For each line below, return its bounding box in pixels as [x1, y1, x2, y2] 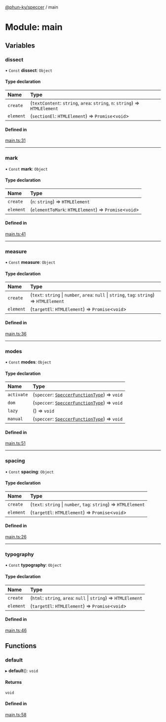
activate [7, 392, 28, 398]
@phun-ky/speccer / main [5, 4, 58, 10]
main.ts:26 [5, 534, 27, 540]
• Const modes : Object [5, 359, 51, 365]
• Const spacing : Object [5, 469, 54, 475]
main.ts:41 [5, 231, 26, 237]
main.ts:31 [5, 137, 26, 143]
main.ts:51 [5, 440, 26, 446]
